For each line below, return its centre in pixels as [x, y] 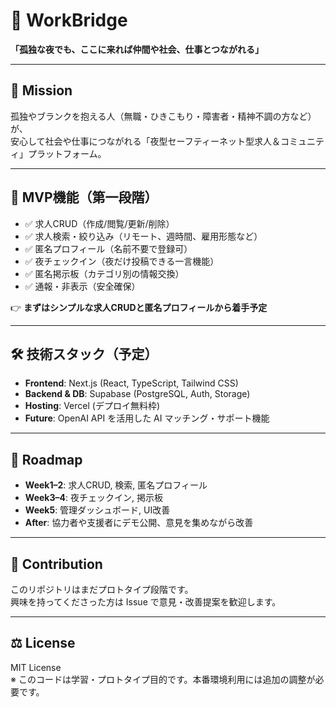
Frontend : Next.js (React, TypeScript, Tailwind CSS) [131, 383]
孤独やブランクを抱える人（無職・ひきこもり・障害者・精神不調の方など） [163, 116]
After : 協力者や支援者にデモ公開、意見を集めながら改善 [139, 523]
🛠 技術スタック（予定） [84, 354]
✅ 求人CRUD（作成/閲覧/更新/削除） [99, 223]
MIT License [36, 667]
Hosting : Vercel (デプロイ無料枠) [92, 406]
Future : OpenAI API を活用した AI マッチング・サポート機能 [147, 418]
